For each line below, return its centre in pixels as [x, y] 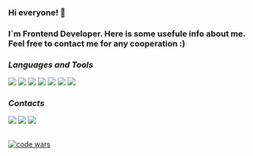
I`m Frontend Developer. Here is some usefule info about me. [127, 33]
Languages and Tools [51, 65]
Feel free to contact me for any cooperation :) [97, 43]
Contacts [26, 103]
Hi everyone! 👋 [37, 13]
